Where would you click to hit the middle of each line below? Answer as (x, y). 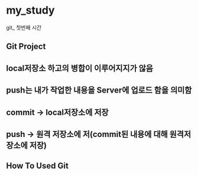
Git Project (26, 47)
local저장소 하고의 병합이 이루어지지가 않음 (80, 68)
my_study (30, 10)
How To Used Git (38, 166)
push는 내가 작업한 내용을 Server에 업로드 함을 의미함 (99, 90)
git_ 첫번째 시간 (24, 27)
